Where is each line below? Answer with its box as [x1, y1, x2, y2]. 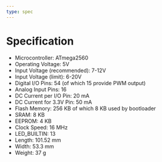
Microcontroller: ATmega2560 [14, 54, 89, 61]
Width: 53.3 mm [14, 142, 54, 149]
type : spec [6, 8, 33, 15]
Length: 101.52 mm [14, 136, 61, 144]
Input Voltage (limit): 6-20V [14, 73, 82, 80]
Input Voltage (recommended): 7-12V [14, 67, 106, 74]
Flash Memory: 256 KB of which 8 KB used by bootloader [14, 105, 156, 112]
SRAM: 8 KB [14, 111, 45, 118]
